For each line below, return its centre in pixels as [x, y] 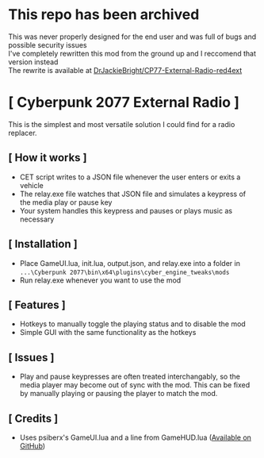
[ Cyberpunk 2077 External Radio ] [124, 103]
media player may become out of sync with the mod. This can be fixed [135, 385]
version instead [33, 62]
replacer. [23, 133]
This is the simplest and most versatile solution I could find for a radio [122, 124]
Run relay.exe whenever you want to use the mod [100, 280]
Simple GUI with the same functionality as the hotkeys [108, 333]
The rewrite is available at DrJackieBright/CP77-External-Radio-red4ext [125, 70]
